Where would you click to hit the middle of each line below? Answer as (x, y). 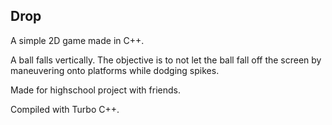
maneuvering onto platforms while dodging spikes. (115, 70)
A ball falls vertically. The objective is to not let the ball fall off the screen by (166, 60)
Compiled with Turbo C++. (65, 109)
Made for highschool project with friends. (95, 90)
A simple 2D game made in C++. (77, 40)
